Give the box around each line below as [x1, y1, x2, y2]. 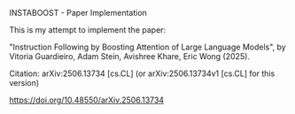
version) [9, 78, 40, 87]
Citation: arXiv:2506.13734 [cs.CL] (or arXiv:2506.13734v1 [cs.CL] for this [9, 68, 276, 79]
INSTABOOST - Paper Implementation [9, 8, 148, 18]
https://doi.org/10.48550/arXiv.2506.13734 [9, 95, 165, 105]
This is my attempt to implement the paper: [9, 25, 167, 34]
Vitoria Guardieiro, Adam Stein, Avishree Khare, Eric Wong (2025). [9, 51, 251, 61]
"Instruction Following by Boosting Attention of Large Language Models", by [9, 42, 286, 52]
